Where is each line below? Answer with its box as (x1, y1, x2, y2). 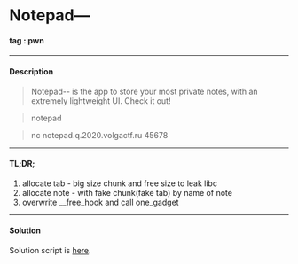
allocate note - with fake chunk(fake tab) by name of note (21, 187, 233, 198)
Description (9, 66, 54, 76)
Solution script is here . (9, 245, 91, 255)
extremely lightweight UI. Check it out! (30, 95, 171, 106)
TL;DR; (9, 159, 35, 169)
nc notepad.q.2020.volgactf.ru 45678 (30, 129, 169, 140)
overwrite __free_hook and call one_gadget (21, 197, 179, 207)
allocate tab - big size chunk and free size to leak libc (21, 178, 217, 189)
